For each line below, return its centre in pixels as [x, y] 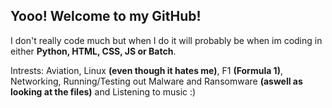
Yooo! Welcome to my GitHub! [106, 16]
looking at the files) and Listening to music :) [103, 91]
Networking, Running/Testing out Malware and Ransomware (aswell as [156, 81]
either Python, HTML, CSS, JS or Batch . [93, 51]
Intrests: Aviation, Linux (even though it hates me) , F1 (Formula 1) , [146, 70]
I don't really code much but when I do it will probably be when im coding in [166, 40]
